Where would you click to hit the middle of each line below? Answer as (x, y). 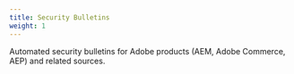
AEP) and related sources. (57, 61)
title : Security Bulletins (60, 17)
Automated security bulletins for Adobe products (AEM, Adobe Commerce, (147, 51)
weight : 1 (28, 26)
